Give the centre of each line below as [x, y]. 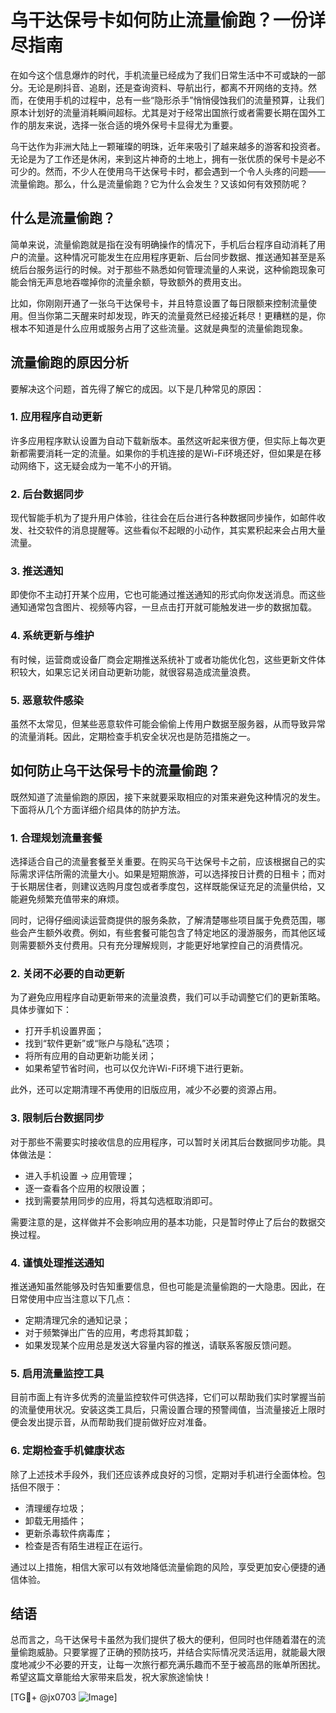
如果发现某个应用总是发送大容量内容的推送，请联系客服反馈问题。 [160, 1345]
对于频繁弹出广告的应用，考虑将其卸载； [108, 1333]
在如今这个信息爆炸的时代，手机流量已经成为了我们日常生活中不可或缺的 [159, 75]
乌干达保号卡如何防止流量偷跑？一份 [159, 20]
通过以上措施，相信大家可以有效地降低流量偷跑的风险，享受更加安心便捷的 [163, 1567]
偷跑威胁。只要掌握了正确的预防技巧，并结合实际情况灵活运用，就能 [159, 1652]
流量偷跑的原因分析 [69, 362]
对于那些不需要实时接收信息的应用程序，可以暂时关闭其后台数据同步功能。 [163, 1142]
